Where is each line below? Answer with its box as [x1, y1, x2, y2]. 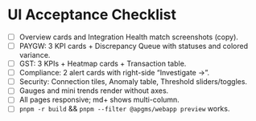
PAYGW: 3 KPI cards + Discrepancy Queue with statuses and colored [19, 42, 249, 50]
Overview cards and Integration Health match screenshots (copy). [19, 32, 239, 42]
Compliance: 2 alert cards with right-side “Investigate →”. [19, 68, 210, 78]
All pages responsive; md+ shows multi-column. [19, 95, 180, 105]
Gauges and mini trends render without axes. [19, 86, 169, 95]
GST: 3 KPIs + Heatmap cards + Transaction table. [19, 58, 187, 69]
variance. [19, 50, 51, 60]
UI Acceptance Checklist [7, 6, 177, 24]
